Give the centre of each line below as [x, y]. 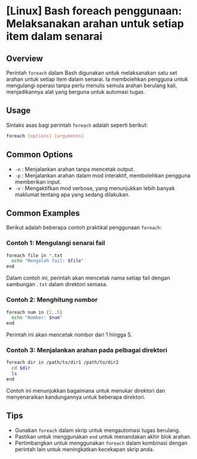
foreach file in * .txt [34, 255]
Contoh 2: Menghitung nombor [52, 300]
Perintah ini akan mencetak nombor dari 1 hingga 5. [69, 335]
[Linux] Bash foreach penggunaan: [94, 11]
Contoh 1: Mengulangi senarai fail [56, 243]
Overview [25, 58]
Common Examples [43, 213]
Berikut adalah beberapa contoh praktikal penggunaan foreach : [84, 228]
